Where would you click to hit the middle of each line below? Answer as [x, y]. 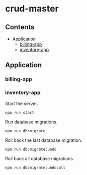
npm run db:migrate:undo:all [35, 168]
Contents [20, 27]
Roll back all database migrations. [40, 158]
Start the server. [22, 103]
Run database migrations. [31, 122]
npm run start [20, 112]
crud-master [32, 9]
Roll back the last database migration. [44, 140]
